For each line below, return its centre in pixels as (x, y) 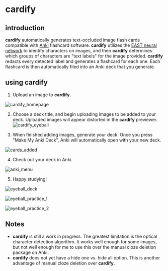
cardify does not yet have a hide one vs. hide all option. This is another (86, 257)
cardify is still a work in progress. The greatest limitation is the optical (85, 236)
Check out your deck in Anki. (43, 159)
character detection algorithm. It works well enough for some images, (85, 242)
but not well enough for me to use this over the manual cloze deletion (84, 247)
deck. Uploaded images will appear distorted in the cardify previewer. (85, 119)
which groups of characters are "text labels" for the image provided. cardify (84, 56)
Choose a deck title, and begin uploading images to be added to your (84, 114)
